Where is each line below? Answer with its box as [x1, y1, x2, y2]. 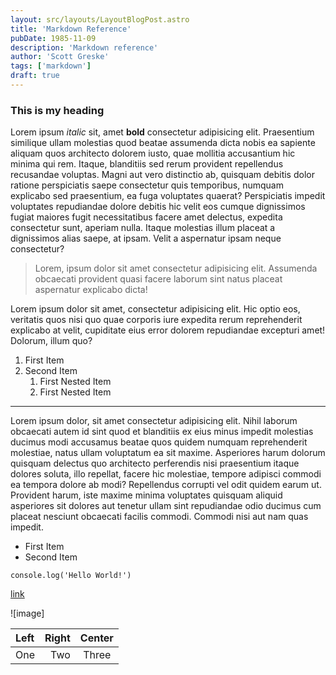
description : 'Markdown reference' [10, 42, 159, 53]
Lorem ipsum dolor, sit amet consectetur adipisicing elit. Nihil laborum [10, 415, 298, 427]
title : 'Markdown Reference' [10, 24, 132, 34]
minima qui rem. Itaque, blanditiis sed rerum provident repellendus [10, 158, 284, 170]
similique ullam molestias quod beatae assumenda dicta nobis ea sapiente [10, 137, 316, 149]
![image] [10, 607, 45, 620]
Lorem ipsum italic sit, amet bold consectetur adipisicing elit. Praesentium [10, 126, 315, 138]
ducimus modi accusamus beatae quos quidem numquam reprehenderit [10, 436, 308, 448]
